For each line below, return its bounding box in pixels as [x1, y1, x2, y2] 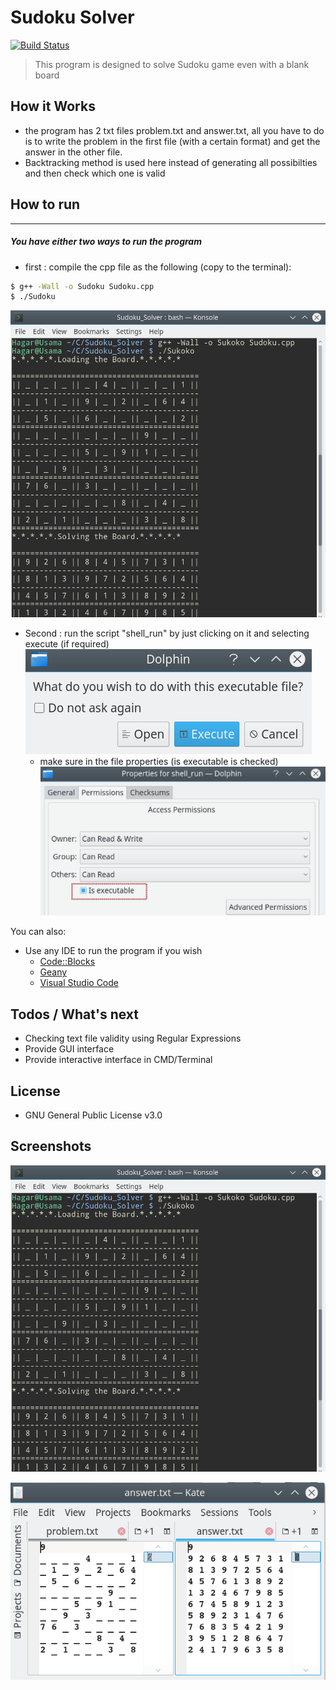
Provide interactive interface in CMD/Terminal [24, 1054, 213, 1066]
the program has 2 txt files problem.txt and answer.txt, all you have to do [24, 124, 325, 136]
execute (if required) [24, 637, 110, 650]
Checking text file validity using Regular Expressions [24, 1032, 242, 1045]
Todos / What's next [10, 1006, 139, 1023]
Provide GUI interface [24, 1043, 115, 1055]
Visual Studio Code [39, 977, 119, 989]
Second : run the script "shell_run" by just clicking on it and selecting [24, 627, 310, 639]
